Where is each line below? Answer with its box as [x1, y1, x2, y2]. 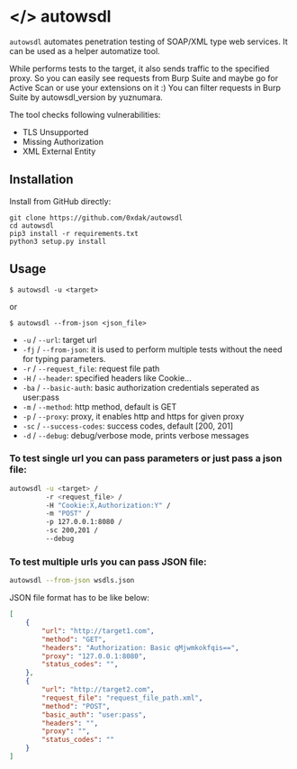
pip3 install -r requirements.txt [9, 229, 139, 238]
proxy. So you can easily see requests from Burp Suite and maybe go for [9, 72, 279, 83]
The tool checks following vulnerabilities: [9, 109, 161, 120]
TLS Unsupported [22, 126, 89, 137]
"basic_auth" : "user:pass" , [41, 710, 147, 719]
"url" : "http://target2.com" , [41, 685, 155, 694]
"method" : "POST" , [41, 701, 111, 710]
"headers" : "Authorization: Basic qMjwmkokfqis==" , [41, 643, 240, 652]
